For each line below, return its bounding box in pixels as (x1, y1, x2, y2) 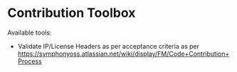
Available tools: (7, 28, 52, 37)
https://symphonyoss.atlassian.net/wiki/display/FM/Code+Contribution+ (17, 49, 230, 58)
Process (17, 56, 43, 65)
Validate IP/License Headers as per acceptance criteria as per (17, 42, 200, 50)
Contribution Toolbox (7, 5, 136, 21)
